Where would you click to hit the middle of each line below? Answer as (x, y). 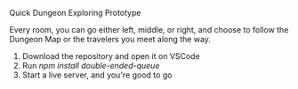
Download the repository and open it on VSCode (111, 56)
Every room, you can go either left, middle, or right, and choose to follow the (149, 30)
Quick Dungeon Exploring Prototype (75, 13)
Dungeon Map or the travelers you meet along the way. (110, 39)
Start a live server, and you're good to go (97, 75)
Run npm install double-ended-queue (91, 66)
